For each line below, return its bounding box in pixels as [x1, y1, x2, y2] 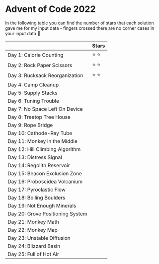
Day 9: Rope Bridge [7, 122, 53, 129]
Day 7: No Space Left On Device [7, 105, 83, 112]
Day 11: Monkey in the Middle [7, 137, 78, 144]
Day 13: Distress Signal [7, 154, 62, 161]
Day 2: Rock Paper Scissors [7, 62, 73, 69]
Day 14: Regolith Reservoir [7, 162, 71, 169]
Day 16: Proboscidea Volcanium [7, 178, 83, 185]
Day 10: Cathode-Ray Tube [7, 130, 73, 136]
